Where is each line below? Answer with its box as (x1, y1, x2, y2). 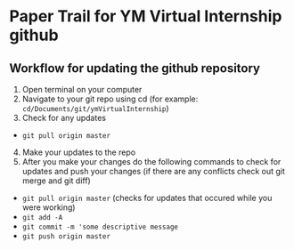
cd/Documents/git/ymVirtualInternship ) (21, 103, 169, 113)
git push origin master (21, 232, 111, 241)
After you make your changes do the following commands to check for (21, 157, 282, 166)
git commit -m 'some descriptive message (21, 222, 178, 231)
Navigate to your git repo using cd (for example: (21, 93, 199, 104)
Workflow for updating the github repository (9, 60, 261, 76)
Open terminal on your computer (21, 85, 143, 94)
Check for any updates (21, 113, 107, 123)
